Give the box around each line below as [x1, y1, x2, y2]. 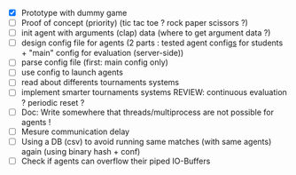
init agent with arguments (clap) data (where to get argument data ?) [20, 28, 271, 38]
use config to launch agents [20, 67, 123, 78]
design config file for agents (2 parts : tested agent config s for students [20, 37, 284, 48]
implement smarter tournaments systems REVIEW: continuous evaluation [20, 87, 287, 98]
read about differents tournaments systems [20, 77, 179, 88]
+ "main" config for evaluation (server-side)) [20, 48, 184, 59]
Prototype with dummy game [20, 8, 128, 18]
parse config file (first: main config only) [20, 57, 169, 68]
